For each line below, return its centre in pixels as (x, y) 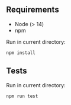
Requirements (33, 10)
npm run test (22, 96)
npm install (21, 53)
